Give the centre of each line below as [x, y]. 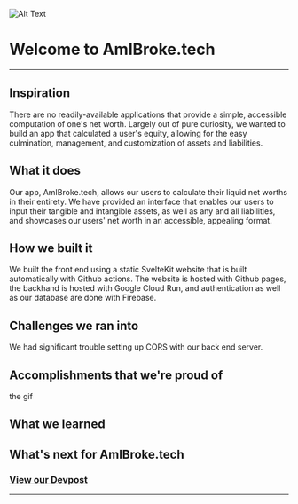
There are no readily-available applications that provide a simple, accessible [148, 114]
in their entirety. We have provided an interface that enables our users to [141, 201]
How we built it [51, 248]
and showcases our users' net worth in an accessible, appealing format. [141, 220]
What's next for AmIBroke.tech [97, 454]
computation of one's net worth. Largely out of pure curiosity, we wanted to [147, 123]
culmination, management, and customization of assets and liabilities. [136, 143]
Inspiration [40, 93]
